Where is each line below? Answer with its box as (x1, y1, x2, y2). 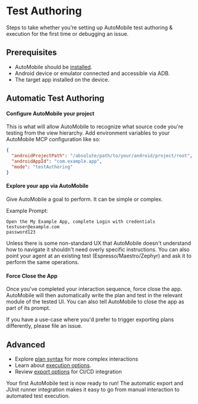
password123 (6, 229, 36, 235)
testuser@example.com (6, 223, 60, 230)
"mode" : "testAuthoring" (11, 164, 73, 170)
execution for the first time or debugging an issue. (6, 30, 129, 37)
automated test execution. (6, 392, 70, 399)
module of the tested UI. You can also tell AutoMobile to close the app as (6, 298, 184, 305)
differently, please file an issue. (6, 322, 83, 330)
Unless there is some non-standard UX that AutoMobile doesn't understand (6, 240, 191, 247)
